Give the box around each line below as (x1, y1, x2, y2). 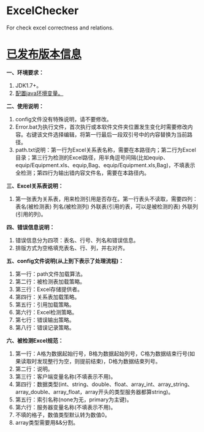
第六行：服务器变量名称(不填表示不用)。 (15, 403, 116, 411)
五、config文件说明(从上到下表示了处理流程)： (6, 257, 124, 264)
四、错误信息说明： (6, 223, 55, 230)
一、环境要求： (6, 69, 44, 76)
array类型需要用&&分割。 (15, 419, 78, 426)
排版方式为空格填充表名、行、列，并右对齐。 (15, 244, 129, 251)
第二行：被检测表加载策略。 (15, 278, 86, 285)
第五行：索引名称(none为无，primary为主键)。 (15, 396, 132, 403)
